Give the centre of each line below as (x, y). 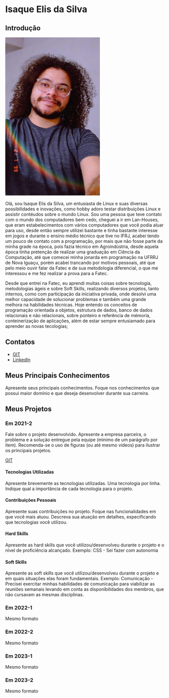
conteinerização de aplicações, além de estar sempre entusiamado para (80, 321)
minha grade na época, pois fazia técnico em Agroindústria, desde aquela (82, 247)
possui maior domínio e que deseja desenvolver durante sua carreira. (77, 393)
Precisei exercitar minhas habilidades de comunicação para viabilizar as (80, 584)
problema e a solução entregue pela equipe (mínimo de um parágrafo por (81, 440)
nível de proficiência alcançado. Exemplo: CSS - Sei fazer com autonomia (82, 550)
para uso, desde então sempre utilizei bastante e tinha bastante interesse (81, 230)
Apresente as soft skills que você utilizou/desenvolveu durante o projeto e (82, 573)
